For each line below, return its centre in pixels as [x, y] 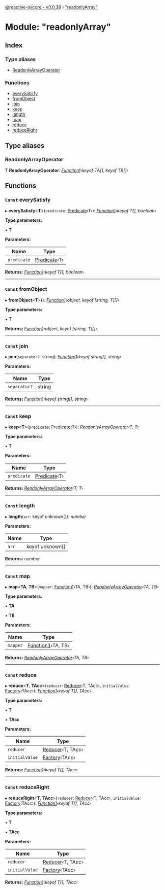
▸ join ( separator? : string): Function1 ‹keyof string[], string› [63, 357]
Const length [20, 506]
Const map [18, 576]
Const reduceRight [27, 787]
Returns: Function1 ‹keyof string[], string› [46, 399]
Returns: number [23, 558]
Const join [17, 346]
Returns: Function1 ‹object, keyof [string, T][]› [51, 328]
